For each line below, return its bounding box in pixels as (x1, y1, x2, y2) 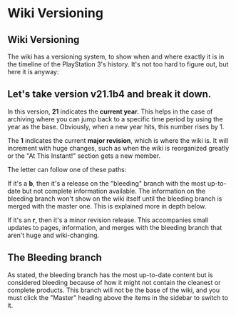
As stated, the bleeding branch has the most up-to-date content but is (7, 270, 213, 279)
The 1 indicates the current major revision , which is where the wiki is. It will (7, 136, 229, 144)
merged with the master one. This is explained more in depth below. (7, 201, 207, 210)
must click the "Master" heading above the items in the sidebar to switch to (7, 293, 228, 301)
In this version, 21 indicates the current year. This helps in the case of (7, 107, 213, 116)
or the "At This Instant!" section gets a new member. (7, 151, 161, 160)
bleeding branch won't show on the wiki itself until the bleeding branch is (7, 194, 222, 203)
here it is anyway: (7, 68, 59, 76)
